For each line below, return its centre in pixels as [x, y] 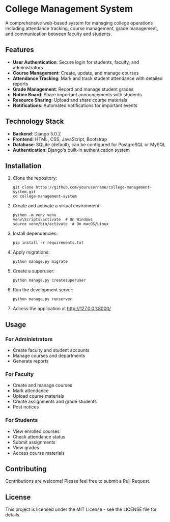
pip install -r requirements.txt [48, 243]
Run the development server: [43, 290]
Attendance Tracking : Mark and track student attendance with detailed [88, 78]
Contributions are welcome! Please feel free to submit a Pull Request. [78, 481]
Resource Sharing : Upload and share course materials [70, 100]
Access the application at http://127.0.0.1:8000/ [62, 309]
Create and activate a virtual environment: [56, 206]
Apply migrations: [31, 252]
